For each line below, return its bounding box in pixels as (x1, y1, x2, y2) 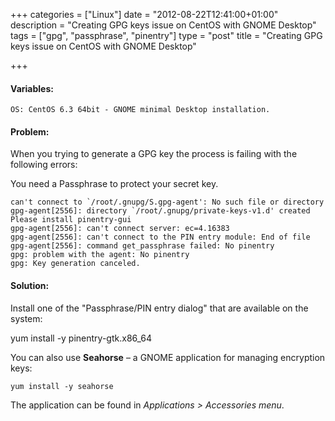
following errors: (10, 159, 78, 171)
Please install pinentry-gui (10, 215, 132, 225)
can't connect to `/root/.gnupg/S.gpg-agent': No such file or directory (10, 197, 325, 208)
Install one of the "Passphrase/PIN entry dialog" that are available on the (10, 302, 309, 314)
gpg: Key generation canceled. (10, 259, 141, 269)
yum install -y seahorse (10, 381, 114, 391)
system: (10, 312, 43, 324)
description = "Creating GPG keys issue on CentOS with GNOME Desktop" (10, 19, 317, 31)
